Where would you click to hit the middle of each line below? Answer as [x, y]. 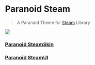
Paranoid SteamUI [27, 57]
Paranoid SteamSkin [30, 44]
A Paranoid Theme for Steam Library [54, 22]
